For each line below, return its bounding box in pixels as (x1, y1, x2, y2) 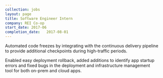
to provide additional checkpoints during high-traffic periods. (5, 48, 127, 54)
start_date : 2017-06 (5, 25, 47, 30)
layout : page (5, 12, 32, 16)
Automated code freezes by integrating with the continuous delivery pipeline (5, 43, 159, 48)
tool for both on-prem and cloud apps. (5, 68, 82, 73)
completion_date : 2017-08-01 (5, 30, 69, 34)
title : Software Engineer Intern (5, 16, 73, 21)
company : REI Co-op (5, 20, 45, 26)
